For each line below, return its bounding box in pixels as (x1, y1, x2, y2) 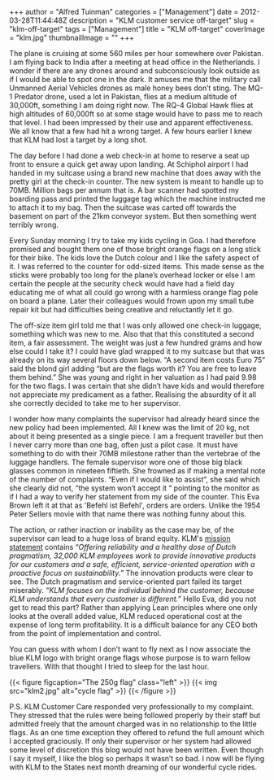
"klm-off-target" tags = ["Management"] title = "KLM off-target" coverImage (9, 24, 265, 33)
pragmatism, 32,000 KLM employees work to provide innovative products (9, 551, 257, 560)
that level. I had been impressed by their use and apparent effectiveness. (9, 118, 254, 127)
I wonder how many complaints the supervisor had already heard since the (9, 414, 260, 424)
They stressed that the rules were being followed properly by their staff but (9, 711, 261, 720)
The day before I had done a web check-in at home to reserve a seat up (9, 150, 250, 160)
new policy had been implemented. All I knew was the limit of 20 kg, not (9, 423, 250, 432)
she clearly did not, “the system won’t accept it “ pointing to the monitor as (9, 483, 260, 493)
